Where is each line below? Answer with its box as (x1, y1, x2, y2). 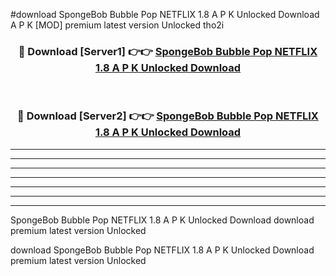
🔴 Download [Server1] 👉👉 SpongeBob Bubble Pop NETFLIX (18, 44, 318, 58)
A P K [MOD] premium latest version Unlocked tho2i (10, 19, 225, 31)
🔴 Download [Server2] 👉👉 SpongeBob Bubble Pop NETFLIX (17, 109, 319, 123)
